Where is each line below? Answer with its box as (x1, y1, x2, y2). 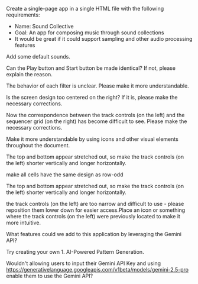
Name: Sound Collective (14, 23, 74, 30)
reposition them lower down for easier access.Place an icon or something (6, 206, 186, 214)
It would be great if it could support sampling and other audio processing (14, 35, 193, 42)
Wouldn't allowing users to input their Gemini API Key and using (6, 260, 161, 267)
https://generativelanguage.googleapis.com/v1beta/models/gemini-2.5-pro (6, 266, 189, 273)
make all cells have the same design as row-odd (6, 171, 124, 178)
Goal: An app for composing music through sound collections (14, 29, 164, 36)
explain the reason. (6, 71, 53, 78)
